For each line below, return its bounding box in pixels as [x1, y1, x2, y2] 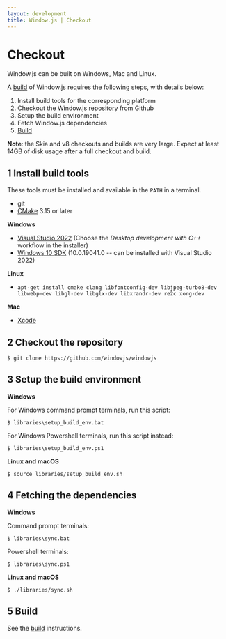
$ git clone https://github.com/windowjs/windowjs [7, 355, 157, 362]
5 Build [7, 606, 38, 617]
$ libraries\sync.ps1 [7, 560, 70, 568]
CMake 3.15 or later [17, 207, 73, 215]
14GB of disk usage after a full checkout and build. [7, 147, 152, 155]
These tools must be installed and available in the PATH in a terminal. [7, 186, 202, 194]
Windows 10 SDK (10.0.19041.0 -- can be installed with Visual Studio [17, 249, 212, 257]
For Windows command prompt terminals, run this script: [7, 406, 170, 414]
